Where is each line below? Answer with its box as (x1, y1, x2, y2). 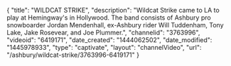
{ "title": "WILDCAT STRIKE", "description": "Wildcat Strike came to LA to (6, 6, 220, 14)
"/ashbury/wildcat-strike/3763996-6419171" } (6, 51, 140, 59)
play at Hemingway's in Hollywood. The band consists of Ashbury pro (6, 13, 211, 22)
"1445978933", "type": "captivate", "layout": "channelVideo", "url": (6, 44, 202, 51)
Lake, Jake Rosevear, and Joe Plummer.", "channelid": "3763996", (6, 28, 200, 37)
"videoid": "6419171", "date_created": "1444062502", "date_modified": (6, 36, 213, 44)
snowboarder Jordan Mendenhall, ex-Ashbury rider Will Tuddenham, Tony (6, 21, 225, 29)
